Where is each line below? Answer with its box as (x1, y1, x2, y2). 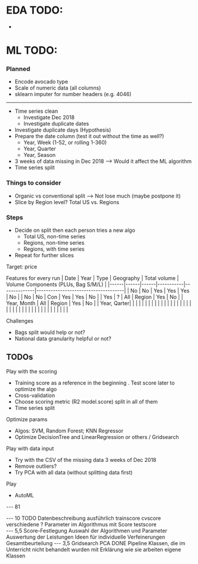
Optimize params (6, 415, 48, 422)
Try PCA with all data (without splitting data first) (14, 468, 133, 476)
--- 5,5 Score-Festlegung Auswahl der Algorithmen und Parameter (6, 527, 168, 534)
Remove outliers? (14, 463, 57, 470)
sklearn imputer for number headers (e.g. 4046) (14, 91, 131, 98)
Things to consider (6, 179, 61, 187)
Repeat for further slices (14, 252, 74, 259)
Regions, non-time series (23, 240, 85, 247)
